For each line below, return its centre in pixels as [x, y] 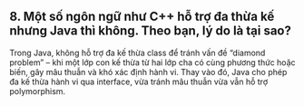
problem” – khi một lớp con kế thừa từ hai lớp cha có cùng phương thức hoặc [153, 62]
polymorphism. [38, 91]
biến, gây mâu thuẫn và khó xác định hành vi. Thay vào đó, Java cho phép [148, 72]
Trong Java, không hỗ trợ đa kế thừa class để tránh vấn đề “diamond [137, 53]
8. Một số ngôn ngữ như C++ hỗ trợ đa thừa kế [142, 17]
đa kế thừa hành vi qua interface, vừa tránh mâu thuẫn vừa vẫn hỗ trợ [139, 82]
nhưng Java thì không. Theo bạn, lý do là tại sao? [151, 31]
